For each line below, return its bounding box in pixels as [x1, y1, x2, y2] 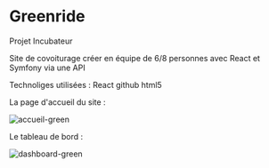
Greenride [9, 6, 86, 27]
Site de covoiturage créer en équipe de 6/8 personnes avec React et [9, 52, 261, 63]
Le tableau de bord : [9, 131, 84, 141]
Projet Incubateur [9, 36, 73, 46]
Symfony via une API [9, 62, 86, 73]
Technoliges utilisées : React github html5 [9, 79, 162, 90]
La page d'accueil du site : [9, 96, 106, 108]
